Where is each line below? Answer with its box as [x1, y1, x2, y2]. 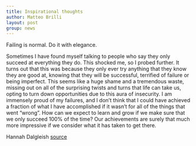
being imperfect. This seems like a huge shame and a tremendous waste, [6, 78, 184, 85]
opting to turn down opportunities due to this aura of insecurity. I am [6, 90, 172, 98]
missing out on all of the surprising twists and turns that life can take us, [6, 84, 181, 92]
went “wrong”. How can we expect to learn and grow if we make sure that [6, 109, 185, 116]
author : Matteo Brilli [6, 14, 62, 20]
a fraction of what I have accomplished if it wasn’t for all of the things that [6, 103, 185, 110]
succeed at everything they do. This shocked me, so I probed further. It [6, 59, 179, 66]
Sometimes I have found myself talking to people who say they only [6, 53, 171, 60]
